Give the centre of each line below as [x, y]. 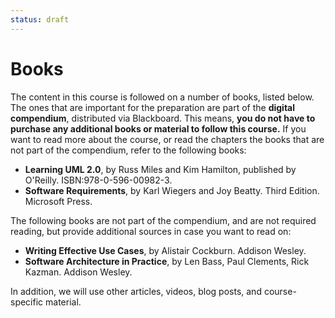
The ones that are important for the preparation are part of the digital [153, 107]
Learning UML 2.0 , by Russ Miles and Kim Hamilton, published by [160, 169]
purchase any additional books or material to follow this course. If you [158, 128]
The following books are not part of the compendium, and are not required [163, 220]
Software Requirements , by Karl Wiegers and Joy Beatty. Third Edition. [172, 190]
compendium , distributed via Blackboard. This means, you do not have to [163, 118]
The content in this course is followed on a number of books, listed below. [162, 97]
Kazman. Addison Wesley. [78, 272]
